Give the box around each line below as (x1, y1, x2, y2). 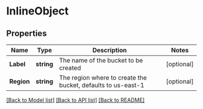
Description (92, 46, 127, 54)
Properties (6, 28, 47, 39)
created (59, 64, 82, 72)
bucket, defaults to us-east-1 (59, 81, 145, 89)
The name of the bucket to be (59, 56, 143, 64)
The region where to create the (59, 73, 147, 82)
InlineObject (6, 4, 69, 18)
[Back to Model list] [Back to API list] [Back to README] (6, 96, 145, 104)
